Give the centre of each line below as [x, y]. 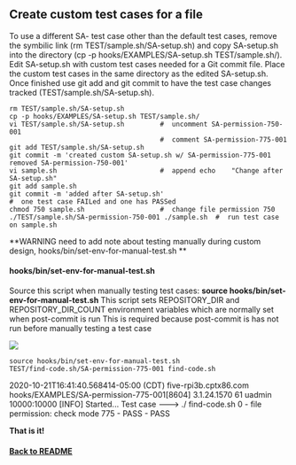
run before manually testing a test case [81, 329]
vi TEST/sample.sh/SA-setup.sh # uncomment [109, 124]
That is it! [27, 431]
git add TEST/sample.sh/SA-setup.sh [77, 147]
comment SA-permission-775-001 [230, 139]
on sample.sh [33, 225]
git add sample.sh [43, 186]
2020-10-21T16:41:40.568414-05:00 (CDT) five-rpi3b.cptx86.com [129, 385]
